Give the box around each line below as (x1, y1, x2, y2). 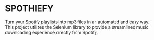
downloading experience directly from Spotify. (5, 29, 98, 35)
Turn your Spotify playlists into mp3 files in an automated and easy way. (5, 19, 150, 25)
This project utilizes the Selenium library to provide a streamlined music (5, 24, 149, 30)
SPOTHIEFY (5, 3, 54, 14)
